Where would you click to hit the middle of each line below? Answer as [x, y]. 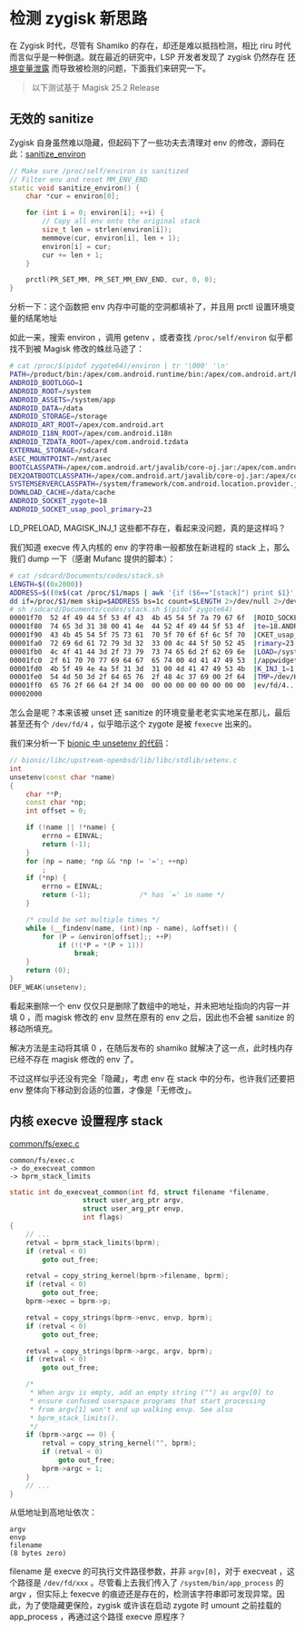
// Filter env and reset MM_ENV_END [79, 179]
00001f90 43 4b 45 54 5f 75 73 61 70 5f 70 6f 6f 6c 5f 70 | [133, 635]
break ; [87, 954]
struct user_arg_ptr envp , [133, 1209]
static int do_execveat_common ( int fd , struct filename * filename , [140, 1192]
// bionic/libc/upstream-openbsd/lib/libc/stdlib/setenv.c [123, 760]
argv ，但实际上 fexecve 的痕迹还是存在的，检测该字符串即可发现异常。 [143, 1594]
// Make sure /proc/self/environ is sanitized [99, 171]
